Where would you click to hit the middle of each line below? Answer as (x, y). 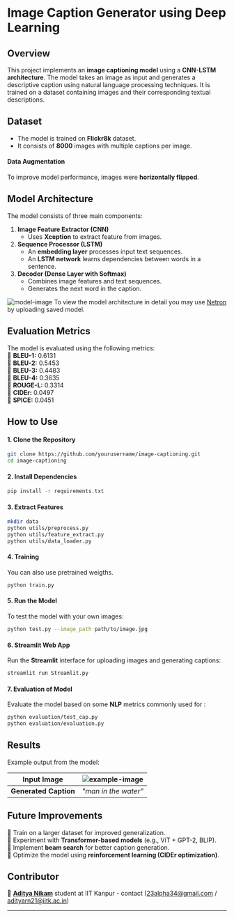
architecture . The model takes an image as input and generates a (102, 77)
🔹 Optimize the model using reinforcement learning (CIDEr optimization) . (113, 855)
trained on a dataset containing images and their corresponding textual (109, 92)
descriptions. (26, 100)
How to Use (33, 422)
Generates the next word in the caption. (85, 288)
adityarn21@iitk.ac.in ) (38, 901)
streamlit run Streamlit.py (48, 674)
